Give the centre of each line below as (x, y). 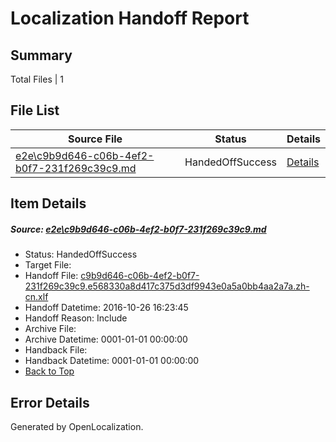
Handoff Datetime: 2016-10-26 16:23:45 (106, 308)
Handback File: (56, 350)
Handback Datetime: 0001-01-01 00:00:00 (112, 361)
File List (35, 110)
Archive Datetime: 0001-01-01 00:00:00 (106, 339)
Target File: (48, 265)
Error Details (50, 402)
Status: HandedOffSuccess (81, 254)
